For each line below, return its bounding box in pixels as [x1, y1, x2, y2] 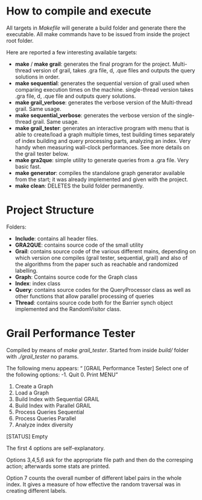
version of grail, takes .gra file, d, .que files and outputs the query [33, 66, 195, 74]
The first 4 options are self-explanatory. [6, 445, 106, 452]
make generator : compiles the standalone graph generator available [14, 169, 185, 176]
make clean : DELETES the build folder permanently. [14, 182, 144, 189]
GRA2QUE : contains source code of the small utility [14, 241, 144, 248]
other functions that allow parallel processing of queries [14, 293, 154, 300]
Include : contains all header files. [14, 235, 98, 242]
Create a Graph [14, 382, 53, 390]
